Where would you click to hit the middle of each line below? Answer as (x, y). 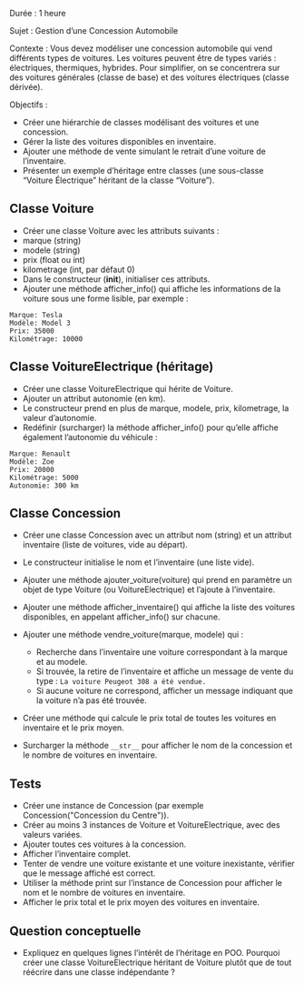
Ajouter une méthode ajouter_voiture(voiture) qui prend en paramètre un (157, 580)
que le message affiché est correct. (89, 873)
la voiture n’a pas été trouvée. (91, 700)
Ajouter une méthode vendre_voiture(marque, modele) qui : (133, 635)
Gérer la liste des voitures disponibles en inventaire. (119, 141)
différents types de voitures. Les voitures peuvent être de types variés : (143, 58)
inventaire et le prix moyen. (73, 728)
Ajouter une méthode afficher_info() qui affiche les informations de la (152, 288)
